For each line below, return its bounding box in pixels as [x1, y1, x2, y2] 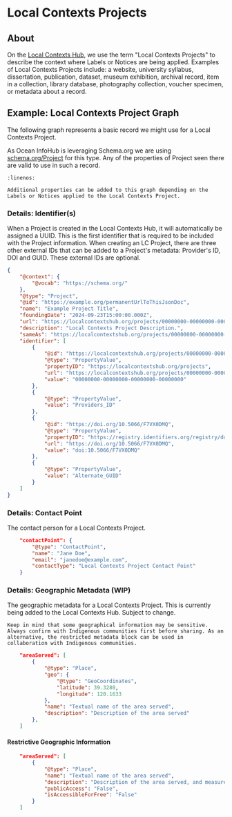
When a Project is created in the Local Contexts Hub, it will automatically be [7, 224, 222, 233]
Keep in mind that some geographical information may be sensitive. [7, 622, 209, 629]
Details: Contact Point [7, 508, 82, 517]
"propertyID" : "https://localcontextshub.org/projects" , [43, 363, 212, 370]
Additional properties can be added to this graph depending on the [7, 186, 209, 193]
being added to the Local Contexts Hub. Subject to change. [7, 608, 176, 617]
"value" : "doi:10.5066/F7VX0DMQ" [43, 447, 140, 454]
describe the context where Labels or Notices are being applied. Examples [7, 58, 220, 66]
